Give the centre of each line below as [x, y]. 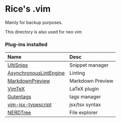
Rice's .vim [28, 9]
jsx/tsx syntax [85, 105]
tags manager [85, 97]
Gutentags [19, 97]
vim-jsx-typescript [30, 105]
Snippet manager [89, 65]
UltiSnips [18, 65]
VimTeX [16, 89]
